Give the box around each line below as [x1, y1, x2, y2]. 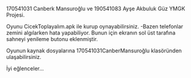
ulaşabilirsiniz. [6, 54, 42, 60]
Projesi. [6, 11, 25, 18]
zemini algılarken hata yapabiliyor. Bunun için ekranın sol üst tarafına [6, 29, 176, 36]
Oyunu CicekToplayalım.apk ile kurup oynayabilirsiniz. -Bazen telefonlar [6, 23, 183, 30]
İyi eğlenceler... [6, 65, 44, 72]
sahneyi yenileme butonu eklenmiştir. [6, 36, 98, 42]
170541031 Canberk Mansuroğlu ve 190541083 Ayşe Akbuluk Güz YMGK [6, 5, 186, 12]
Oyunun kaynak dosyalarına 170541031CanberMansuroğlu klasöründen [6, 47, 182, 54]
